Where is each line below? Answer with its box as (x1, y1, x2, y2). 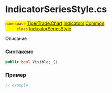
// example (5, 83, 28, 88)
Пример (5, 72, 27, 79)
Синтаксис (5, 48, 34, 55)
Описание (5, 35, 27, 41)
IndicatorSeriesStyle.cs (5, 4, 107, 15)
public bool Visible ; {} (5, 60, 58, 65)
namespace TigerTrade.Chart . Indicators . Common (5, 20, 105, 26)
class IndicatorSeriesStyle (16, 25, 72, 31)
